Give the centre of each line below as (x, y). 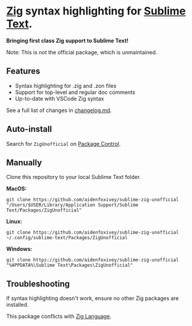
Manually (24, 162)
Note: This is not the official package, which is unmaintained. (82, 52)
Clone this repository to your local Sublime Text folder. (74, 177)
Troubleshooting (38, 284)
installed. (17, 305)
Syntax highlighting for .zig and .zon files (66, 86)
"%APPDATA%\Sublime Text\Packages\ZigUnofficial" (70, 265)
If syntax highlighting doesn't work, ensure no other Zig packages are (93, 298)
